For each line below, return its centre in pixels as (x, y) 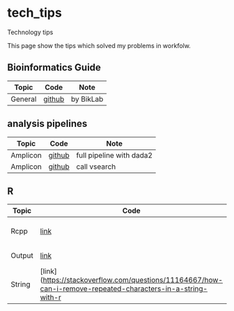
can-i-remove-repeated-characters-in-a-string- (124, 289)
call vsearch (96, 167)
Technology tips (30, 32)
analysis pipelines (47, 124)
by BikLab (87, 99)
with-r (50, 298)
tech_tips (35, 13)
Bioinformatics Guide (54, 68)
